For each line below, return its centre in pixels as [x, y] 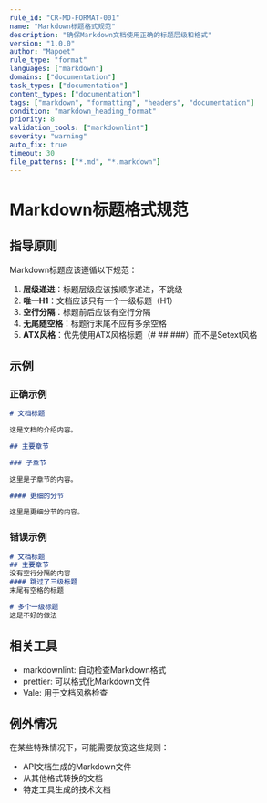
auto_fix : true [38, 145]
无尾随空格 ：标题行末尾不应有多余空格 [94, 323]
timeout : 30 [32, 153]
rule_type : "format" [49, 60]
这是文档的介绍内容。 [43, 430]
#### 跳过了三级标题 [44, 582]
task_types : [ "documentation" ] [69, 86]
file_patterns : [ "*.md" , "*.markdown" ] [85, 162]
